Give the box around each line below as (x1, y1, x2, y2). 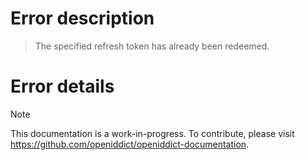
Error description (10, 7, 155, 30)
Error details (10, 75, 115, 98)
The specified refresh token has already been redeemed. (34, 40, 270, 52)
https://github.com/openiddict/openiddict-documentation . (10, 138, 250, 150)
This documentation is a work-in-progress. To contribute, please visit (10, 127, 295, 139)
